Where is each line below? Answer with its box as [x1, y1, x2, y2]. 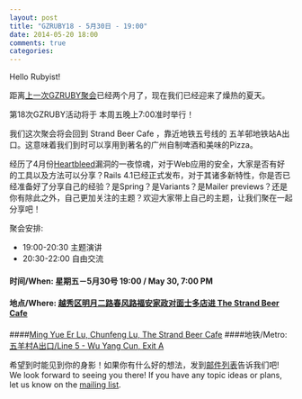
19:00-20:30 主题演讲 [22, 242, 102, 253]
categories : [9, 47, 54, 56]
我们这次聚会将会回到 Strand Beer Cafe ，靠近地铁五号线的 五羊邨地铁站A [9, 128, 282, 140]
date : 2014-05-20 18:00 [9, 30, 99, 39]
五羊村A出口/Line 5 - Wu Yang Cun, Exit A [9, 340, 164, 351]
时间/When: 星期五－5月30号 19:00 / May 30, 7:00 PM [9, 276, 213, 286]
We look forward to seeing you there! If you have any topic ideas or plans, [9, 369, 283, 380]
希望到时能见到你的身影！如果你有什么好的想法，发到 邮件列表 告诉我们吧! [9, 359, 280, 370]
